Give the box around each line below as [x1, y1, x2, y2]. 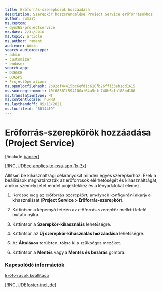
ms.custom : [5, 20, 27, 26]
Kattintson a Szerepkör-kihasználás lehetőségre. [12, 221, 112, 227]
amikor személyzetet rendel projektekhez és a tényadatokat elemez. [5, 182, 141, 188]
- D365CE [5, 70, 23, 75]
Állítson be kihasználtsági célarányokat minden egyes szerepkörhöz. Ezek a [5, 172, 156, 178]
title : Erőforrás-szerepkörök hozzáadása [5, 7, 90, 12]
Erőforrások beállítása [5, 273, 49, 278]
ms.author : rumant [5, 39, 42, 44]
